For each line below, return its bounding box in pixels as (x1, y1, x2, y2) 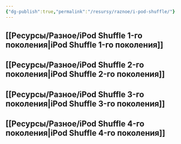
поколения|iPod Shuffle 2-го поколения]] (5, 69, 165, 79)
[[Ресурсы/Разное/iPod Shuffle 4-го (5, 119, 145, 129)
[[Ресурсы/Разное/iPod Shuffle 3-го (5, 89, 144, 100)
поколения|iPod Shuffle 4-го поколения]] (5, 128, 166, 138)
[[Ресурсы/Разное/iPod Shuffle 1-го (5, 31, 143, 41)
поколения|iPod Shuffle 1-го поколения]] (5, 40, 164, 50)
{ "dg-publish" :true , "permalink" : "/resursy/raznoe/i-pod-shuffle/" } (5, 8, 176, 15)
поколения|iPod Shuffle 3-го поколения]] (5, 98, 165, 108)
